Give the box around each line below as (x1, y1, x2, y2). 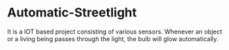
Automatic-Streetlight (7, 5, 137, 21)
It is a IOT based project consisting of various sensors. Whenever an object (7, 27, 223, 36)
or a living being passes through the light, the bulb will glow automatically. (7, 34, 219, 42)
